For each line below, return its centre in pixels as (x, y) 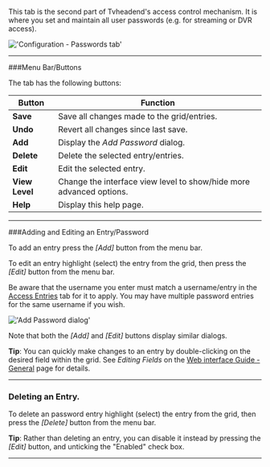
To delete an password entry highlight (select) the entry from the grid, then (132, 414)
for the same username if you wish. (67, 304)
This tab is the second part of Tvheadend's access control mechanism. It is (133, 12)
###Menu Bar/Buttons (45, 67)
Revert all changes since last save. (123, 129)
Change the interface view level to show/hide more (154, 182)
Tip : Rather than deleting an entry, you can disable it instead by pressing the (135, 438)
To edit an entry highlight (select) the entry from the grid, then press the (127, 263)
